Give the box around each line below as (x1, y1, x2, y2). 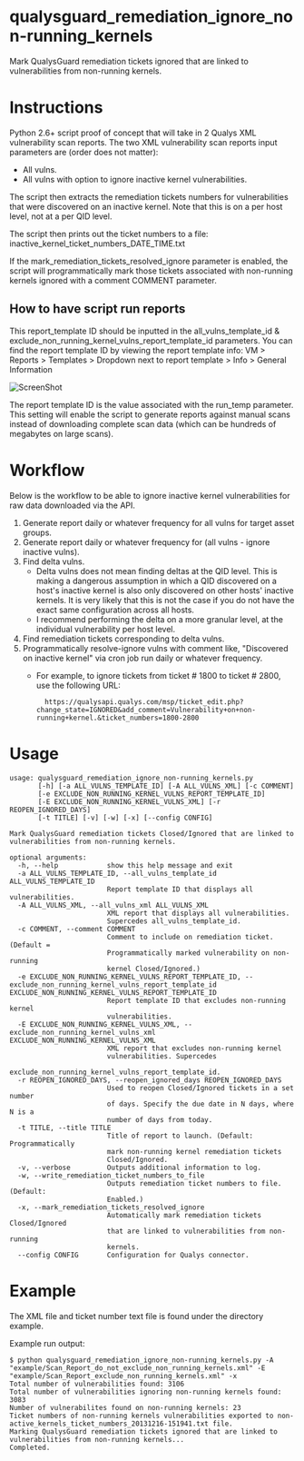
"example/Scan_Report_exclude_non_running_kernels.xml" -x (9, 1371, 238, 1380)
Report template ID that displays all (106, 884, 254, 894)
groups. (22, 527, 53, 538)
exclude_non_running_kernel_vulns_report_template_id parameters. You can (9, 334, 293, 346)
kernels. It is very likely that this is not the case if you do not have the (35, 594, 295, 605)
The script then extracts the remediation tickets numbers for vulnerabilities (9, 191, 289, 202)
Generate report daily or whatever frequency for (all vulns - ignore (22, 536, 270, 547)
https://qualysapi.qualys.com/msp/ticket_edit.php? (44, 697, 244, 706)
